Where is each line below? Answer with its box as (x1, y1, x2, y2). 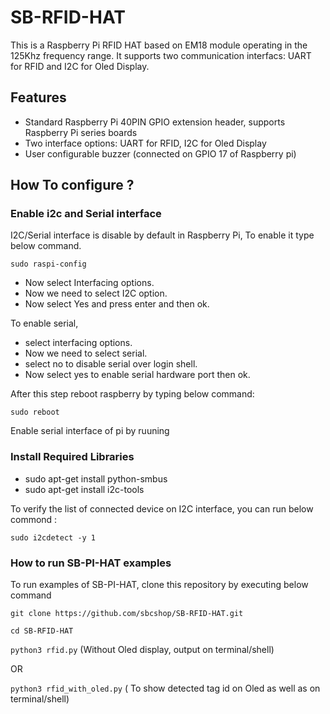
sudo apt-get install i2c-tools (24, 483, 145, 495)
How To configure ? (10, 177, 135, 194)
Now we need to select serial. (24, 347, 148, 360)
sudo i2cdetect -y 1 (10, 532, 97, 543)
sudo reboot (10, 407, 60, 418)
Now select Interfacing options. (24, 277, 155, 289)
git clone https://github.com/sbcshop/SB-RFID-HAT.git (10, 609, 244, 619)
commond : (10, 513, 58, 525)
